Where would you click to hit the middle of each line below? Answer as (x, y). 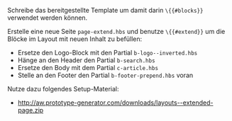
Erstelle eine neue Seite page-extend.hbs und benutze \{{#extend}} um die (116, 31)
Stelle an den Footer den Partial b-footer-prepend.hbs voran (105, 75)
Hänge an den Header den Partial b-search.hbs (86, 60)
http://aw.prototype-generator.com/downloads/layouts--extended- (115, 103)
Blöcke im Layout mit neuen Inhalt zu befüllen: (75, 39)
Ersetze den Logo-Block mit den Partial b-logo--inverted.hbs (107, 53)
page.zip (31, 110)
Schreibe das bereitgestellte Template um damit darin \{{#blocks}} (105, 10)
